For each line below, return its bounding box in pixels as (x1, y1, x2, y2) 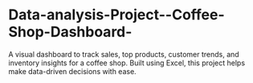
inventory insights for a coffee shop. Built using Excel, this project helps (8, 58, 246, 68)
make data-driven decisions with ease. (8, 66, 137, 76)
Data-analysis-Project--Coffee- (8, 6, 225, 24)
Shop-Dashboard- (8, 23, 133, 41)
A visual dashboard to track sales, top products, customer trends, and (8, 49, 239, 59)
